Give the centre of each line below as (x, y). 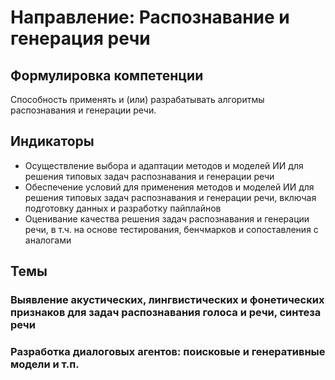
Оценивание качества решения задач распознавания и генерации (167, 218)
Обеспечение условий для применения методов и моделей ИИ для (169, 187)
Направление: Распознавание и (150, 17)
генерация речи (80, 38)
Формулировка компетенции (107, 75)
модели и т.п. (45, 364)
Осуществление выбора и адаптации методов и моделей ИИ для (164, 165)
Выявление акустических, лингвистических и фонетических (167, 300)
